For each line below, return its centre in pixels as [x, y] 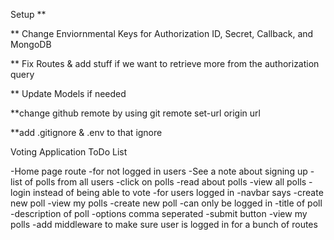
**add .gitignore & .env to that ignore [86, 132]
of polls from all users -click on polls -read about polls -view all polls [165, 182]
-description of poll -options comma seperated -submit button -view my [159, 213]
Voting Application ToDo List [69, 152]
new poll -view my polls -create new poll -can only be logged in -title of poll [166, 203]
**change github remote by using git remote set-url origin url [135, 113]
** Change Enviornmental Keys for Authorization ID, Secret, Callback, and [162, 33]
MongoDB [31, 44]
